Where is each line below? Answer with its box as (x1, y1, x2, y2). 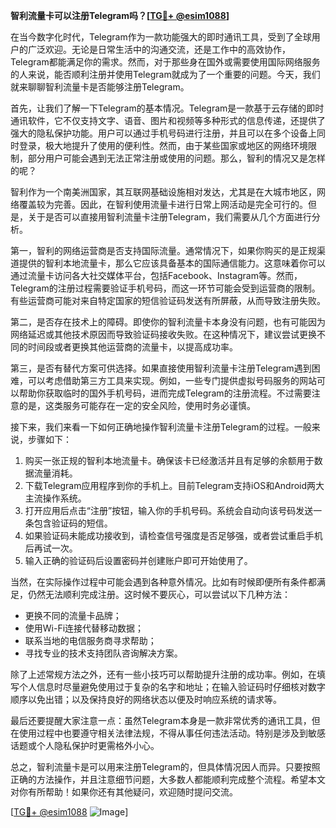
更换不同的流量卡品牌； (24, 610, 122, 621)
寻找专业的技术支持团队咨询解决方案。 (24, 647, 183, 659)
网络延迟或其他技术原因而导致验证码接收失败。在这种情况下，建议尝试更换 (10, 329, 317, 340)
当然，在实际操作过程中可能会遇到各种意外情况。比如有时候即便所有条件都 (10, 576, 317, 588)
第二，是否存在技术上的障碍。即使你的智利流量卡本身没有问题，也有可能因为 (10, 316, 326, 328)
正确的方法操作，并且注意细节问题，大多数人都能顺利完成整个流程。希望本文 (10, 774, 326, 785)
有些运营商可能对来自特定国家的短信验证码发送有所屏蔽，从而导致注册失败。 (10, 295, 326, 306)
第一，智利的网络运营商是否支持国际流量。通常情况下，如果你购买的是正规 (10, 245, 317, 256)
